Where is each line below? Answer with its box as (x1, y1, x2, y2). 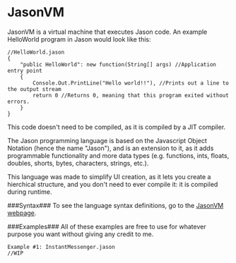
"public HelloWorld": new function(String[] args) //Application (20, 61, 217, 68)
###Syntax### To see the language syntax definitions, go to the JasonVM (7, 201, 224, 209)
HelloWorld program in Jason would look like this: (7, 35, 151, 43)
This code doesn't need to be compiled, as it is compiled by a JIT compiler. (7, 123, 226, 131)
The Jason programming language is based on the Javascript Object (7, 136, 207, 145)
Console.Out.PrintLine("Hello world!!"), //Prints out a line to (33, 79, 230, 87)
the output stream (7, 85, 61, 92)
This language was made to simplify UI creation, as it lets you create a (7, 172, 211, 181)
